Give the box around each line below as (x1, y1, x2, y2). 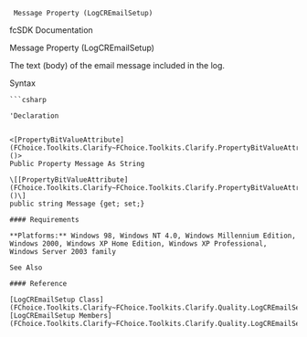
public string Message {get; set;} (9, 199, 145, 208)
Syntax (9, 78, 37, 89)
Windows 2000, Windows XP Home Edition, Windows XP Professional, (9, 239, 268, 248)
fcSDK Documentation (9, 25, 93, 36)
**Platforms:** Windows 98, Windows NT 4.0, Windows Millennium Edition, (9, 231, 297, 240)
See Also (9, 263, 43, 272)
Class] (79, 295, 104, 304)
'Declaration (9, 111, 59, 121)
